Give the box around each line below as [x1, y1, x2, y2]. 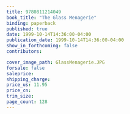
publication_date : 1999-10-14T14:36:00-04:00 [6, 37, 124, 43]
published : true [6, 25, 48, 32]
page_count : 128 [6, 99, 48, 105]
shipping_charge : [6, 76, 51, 82]
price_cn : [6, 87, 32, 94]
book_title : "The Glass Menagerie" [6, 15, 97, 21]
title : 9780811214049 [6, 8, 62, 15]
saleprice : [6, 70, 34, 76]
